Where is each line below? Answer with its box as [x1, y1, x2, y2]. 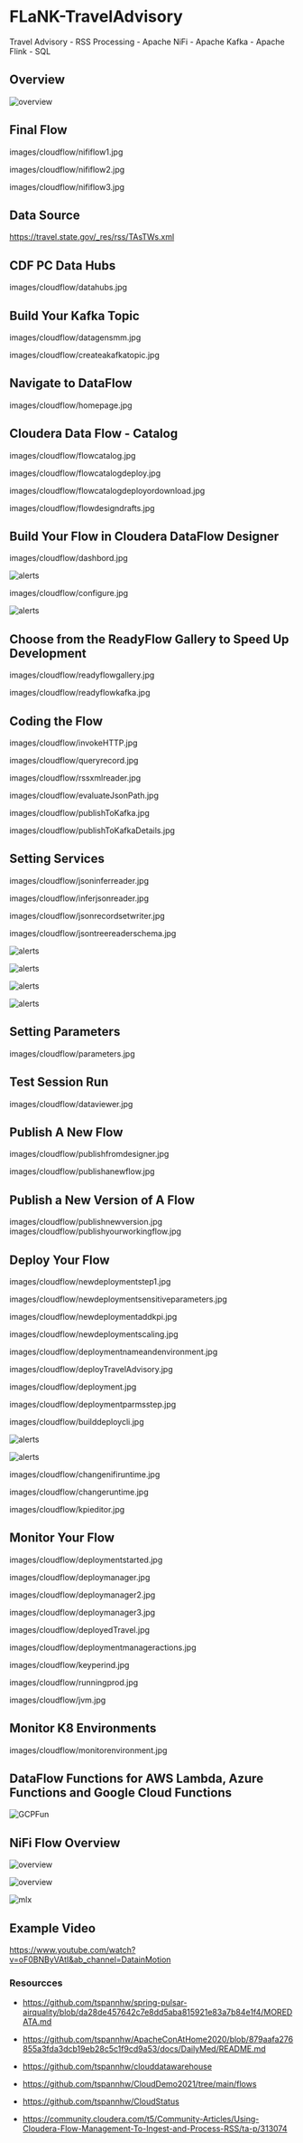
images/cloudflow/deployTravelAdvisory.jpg [9, 1363, 173, 1374]
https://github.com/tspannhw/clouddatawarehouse [22, 2061, 213, 2072]
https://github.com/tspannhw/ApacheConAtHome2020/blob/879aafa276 [22, 2034, 294, 2045]
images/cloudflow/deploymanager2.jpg [9, 1589, 156, 1600]
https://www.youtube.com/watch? [9, 1945, 136, 1955]
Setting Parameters [9, 1024, 121, 1039]
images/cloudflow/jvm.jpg [9, 1694, 106, 1705]
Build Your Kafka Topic [9, 308, 140, 323]
